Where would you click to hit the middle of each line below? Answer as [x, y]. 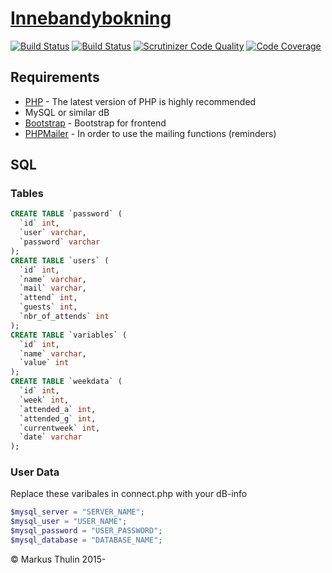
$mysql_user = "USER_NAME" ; [69, 522]
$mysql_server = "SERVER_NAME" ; [77, 512]
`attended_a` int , [58, 409]
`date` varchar [51, 437]
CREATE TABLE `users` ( [60, 260]
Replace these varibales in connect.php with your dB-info [129, 494]
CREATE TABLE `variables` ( [69, 335]
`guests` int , [48, 307]
